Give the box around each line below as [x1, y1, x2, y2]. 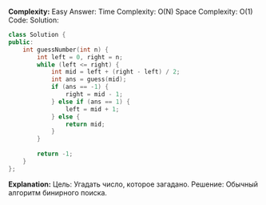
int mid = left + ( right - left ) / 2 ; [50, 68, 181, 76]
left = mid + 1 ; [65, 105, 120, 113]
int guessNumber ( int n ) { [22, 46, 109, 54]
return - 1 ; [37, 150, 73, 158]
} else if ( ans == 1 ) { [50, 98, 130, 106]
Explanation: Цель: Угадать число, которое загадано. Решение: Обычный [8, 179, 258, 189]
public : [8, 38, 34, 46]
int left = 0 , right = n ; [37, 53, 124, 61]
